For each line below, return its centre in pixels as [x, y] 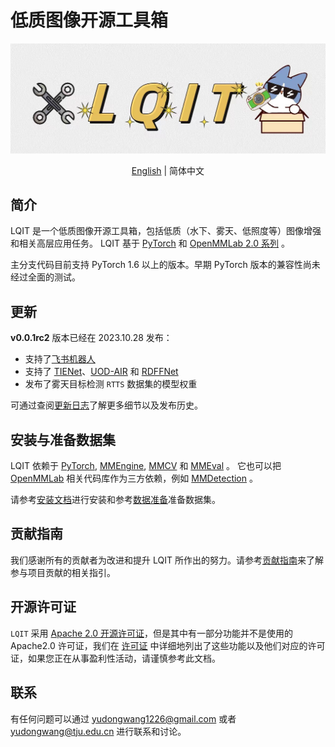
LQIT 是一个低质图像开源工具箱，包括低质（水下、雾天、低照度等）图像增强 [166, 231]
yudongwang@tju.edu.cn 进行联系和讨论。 [98, 731]
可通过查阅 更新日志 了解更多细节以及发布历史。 [106, 405]
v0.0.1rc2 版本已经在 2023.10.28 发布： [91, 338]
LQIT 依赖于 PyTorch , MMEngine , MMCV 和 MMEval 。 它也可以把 [146, 466]
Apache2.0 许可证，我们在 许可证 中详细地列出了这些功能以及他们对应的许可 [168, 645]
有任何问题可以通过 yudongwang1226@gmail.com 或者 [123, 718]
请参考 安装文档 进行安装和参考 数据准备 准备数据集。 [115, 500]
